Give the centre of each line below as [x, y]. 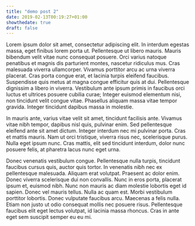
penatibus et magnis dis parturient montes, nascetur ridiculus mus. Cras [93, 63]
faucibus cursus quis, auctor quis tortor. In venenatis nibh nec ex [84, 167]
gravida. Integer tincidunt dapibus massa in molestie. [70, 107]
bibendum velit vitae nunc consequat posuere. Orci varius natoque [86, 57]
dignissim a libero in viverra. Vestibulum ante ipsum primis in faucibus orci [95, 88]
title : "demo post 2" [32, 11]
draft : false [22, 28]
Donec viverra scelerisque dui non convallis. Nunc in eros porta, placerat [94, 180]
